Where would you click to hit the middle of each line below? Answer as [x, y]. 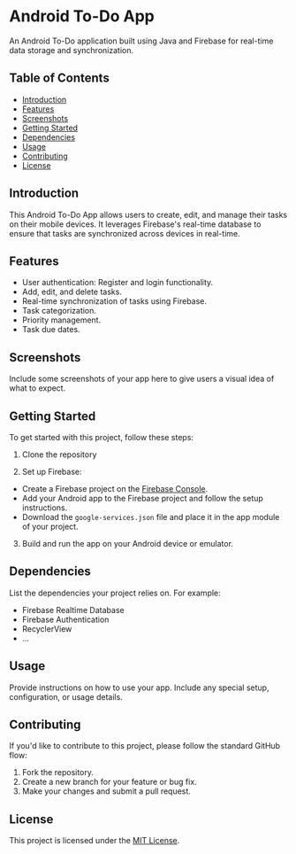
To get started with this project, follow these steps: [102, 437]
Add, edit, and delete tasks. [72, 292]
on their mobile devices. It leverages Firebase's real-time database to [135, 224]
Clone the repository [59, 454]
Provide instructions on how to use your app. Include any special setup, [139, 687]
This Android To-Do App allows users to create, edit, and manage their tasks [148, 214]
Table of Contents [60, 78]
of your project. [50, 526]
